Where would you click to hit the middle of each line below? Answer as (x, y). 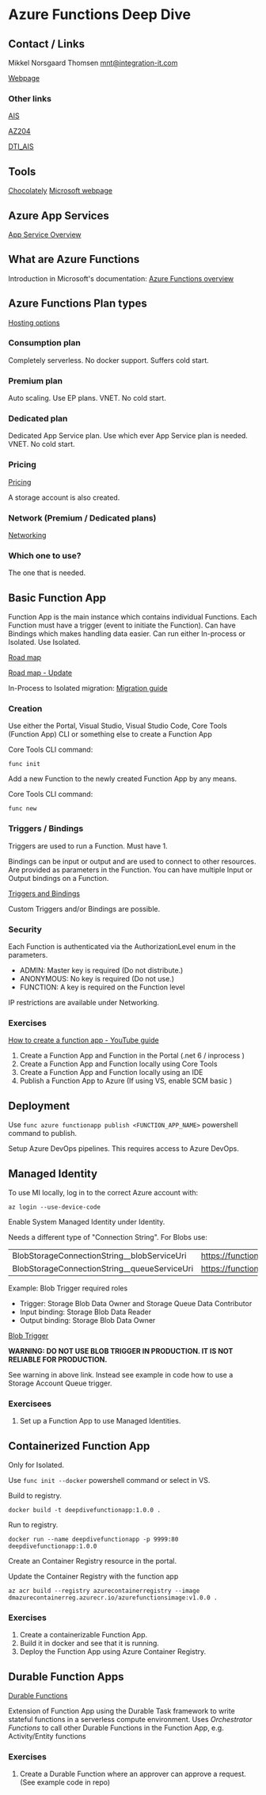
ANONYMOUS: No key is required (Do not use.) (97, 979)
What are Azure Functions (74, 259)
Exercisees (30, 1404)
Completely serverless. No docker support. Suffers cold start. (109, 360)
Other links (30, 98)
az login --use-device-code (55, 1207)
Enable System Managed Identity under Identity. (87, 1221)
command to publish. (43, 1134)
